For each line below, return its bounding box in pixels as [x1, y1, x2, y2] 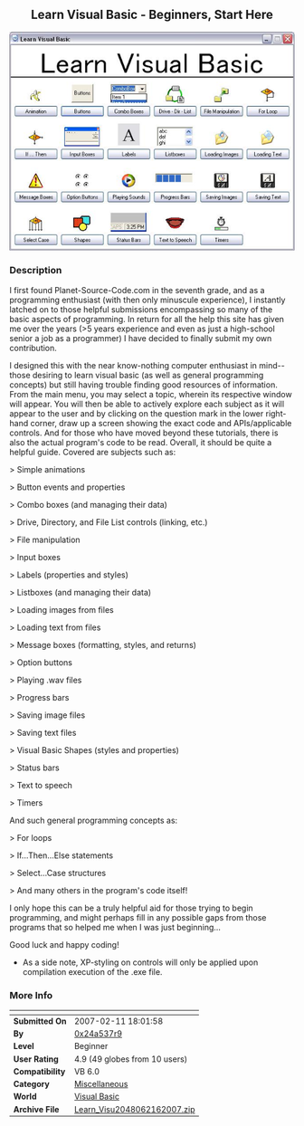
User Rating [13, 1054, 59, 1064]
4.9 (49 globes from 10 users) [73, 1054, 188, 1064]
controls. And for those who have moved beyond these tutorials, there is [9, 427, 279, 438]
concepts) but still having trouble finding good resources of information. [9, 379, 278, 390]
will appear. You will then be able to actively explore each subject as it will [9, 398, 285, 409]
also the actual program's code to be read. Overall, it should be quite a [9, 436, 272, 447]
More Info [9, 988, 53, 1001]
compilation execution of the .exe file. [22, 966, 163, 977]
